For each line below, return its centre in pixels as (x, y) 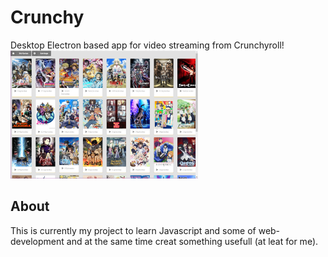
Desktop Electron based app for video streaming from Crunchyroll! (147, 45)
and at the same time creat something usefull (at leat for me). (192, 241)
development (37, 241)
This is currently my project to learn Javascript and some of (133, 230)
